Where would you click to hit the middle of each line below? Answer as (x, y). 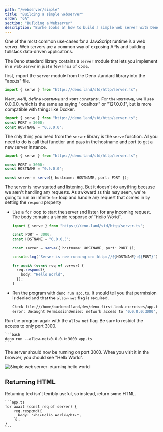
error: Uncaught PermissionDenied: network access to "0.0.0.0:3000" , (85, 311)
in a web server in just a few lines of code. (47, 66)
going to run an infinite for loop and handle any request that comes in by (78, 198)
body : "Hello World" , (43, 275)
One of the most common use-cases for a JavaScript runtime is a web (75, 41)
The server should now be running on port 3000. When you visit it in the (77, 352)
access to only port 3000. (31, 326)
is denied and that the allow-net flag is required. (60, 298)
